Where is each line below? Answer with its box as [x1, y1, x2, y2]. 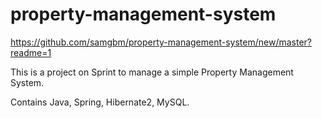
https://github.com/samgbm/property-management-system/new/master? [10, 36, 313, 48]
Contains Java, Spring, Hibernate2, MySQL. [10, 96, 190, 108]
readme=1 [10, 46, 52, 58]
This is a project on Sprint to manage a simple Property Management [10, 66, 294, 78]
